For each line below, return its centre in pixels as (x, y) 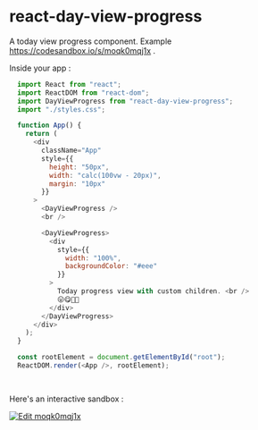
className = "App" (71, 151)
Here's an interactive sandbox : (67, 399)
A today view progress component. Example (91, 41)
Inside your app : (40, 68)
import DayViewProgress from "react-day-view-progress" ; (125, 101)
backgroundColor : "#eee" (112, 266)
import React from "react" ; (70, 84)
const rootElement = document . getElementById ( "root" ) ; (121, 358)
